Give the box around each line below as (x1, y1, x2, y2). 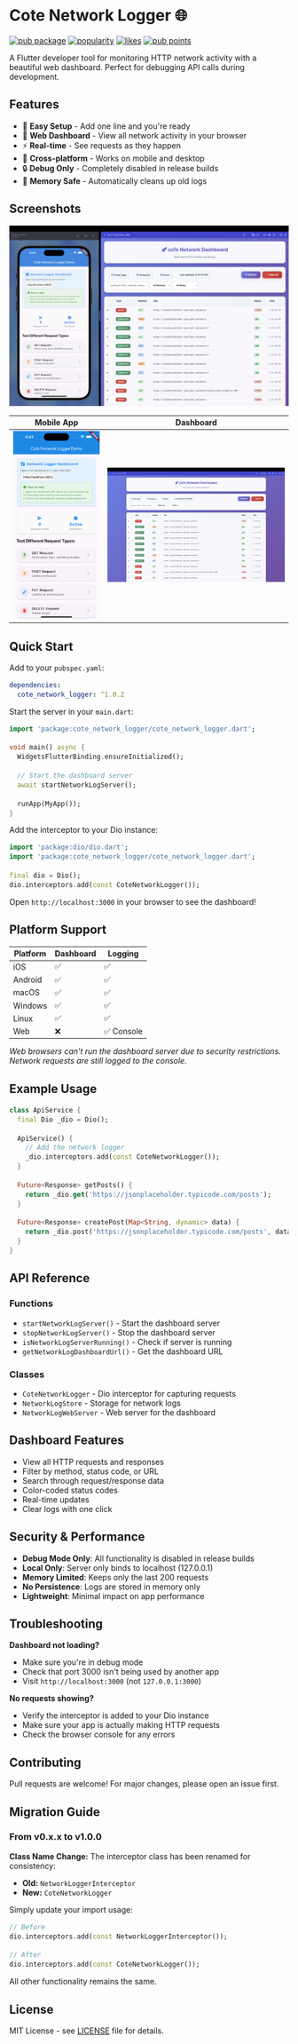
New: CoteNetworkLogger (21, 1887, 113, 1897)
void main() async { (9, 743, 86, 752)
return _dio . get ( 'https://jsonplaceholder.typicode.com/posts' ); (25, 1190, 272, 1199)
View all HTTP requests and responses (21, 1456, 164, 1467)
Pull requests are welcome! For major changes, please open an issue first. (9, 1779, 279, 1789)
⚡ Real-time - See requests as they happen (21, 139, 182, 151)
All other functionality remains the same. (9, 1977, 157, 1987)
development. (9, 71, 59, 82)
